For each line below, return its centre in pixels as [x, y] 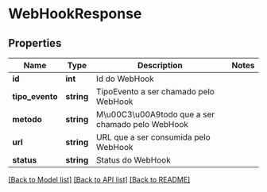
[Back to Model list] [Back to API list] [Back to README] [99, 180]
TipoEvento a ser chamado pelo [155, 92]
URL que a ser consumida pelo [153, 137]
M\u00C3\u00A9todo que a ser [156, 114]
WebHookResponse [75, 14]
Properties [35, 43]
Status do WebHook [133, 160]
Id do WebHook [126, 79]
